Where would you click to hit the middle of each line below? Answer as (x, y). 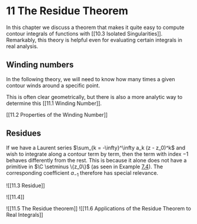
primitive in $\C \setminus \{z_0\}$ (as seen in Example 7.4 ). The (85, 167)
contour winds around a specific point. (53, 85)
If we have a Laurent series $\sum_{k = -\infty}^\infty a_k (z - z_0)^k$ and (96, 148)
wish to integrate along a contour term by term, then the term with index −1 (97, 154)
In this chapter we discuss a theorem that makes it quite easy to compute (95, 27)
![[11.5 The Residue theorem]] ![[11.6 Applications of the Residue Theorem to (98, 209)
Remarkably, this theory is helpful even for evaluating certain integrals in (94, 40)
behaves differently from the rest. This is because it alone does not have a (96, 160)
